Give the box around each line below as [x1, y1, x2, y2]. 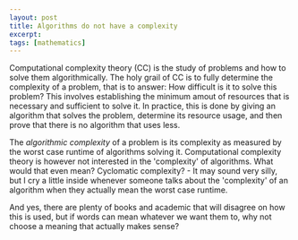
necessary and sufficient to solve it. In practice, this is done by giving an [9, 100, 276, 112]
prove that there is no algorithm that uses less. [9, 120, 181, 131]
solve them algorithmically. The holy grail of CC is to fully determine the [9, 73, 273, 83]
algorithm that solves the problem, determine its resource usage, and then [9, 110, 283, 121]
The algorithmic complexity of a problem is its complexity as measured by [9, 137, 282, 148]
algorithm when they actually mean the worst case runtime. [9, 184, 228, 195]
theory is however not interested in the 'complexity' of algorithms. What [9, 156, 274, 167]
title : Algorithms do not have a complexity [9, 21, 178, 30]
